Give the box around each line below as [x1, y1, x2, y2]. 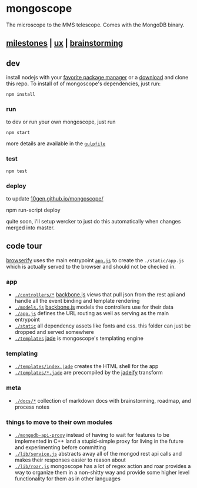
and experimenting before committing [14, 444, 106, 451]
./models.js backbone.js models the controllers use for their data [14, 303, 173, 310]
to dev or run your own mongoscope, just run [6, 118, 116, 125]
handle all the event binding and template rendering [14, 298, 140, 305]
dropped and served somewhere [14, 329, 94, 336]
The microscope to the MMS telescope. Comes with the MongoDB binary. [6, 21, 185, 28]
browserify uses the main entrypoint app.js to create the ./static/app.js [6, 256, 184, 263]
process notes [14, 403, 50, 410]
